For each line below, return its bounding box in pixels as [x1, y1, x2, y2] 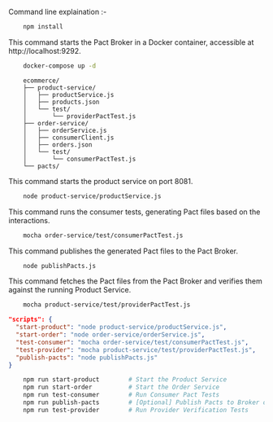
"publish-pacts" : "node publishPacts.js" [15, 354, 158, 362]
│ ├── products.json [23, 98, 100, 106]
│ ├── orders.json [23, 140, 93, 149]
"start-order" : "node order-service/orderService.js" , [15, 331, 206, 339]
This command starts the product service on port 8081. [8, 176, 193, 186]
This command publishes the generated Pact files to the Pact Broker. [8, 246, 238, 256]
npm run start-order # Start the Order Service [23, 383, 220, 392]
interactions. [8, 215, 50, 225]
